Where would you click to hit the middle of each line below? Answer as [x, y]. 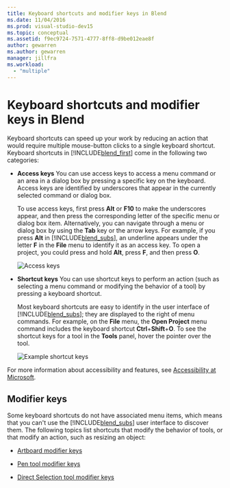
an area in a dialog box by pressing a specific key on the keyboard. [111, 181]
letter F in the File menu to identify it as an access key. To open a [108, 245]
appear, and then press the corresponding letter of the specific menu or [118, 216]
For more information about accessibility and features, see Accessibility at [112, 370]
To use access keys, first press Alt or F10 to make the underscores [112, 209]
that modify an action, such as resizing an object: [76, 437]
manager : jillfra [32, 58]
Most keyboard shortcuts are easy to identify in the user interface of [113, 307]
